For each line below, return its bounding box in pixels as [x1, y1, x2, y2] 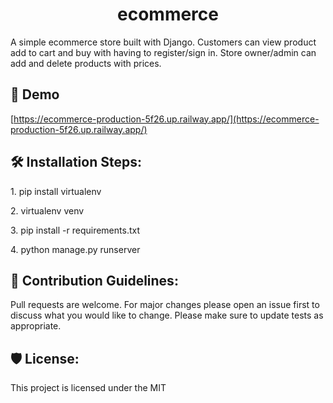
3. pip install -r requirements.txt [10, 224, 140, 236]
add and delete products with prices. [10, 57, 162, 69]
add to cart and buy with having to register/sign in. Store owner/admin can [10, 46, 317, 58]
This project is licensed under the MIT [10, 382, 167, 394]
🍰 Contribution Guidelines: [10, 272, 179, 289]
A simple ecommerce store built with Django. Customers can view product [10, 36, 317, 48]
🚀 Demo [10, 86, 60, 103]
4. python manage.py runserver [10, 243, 141, 255]
